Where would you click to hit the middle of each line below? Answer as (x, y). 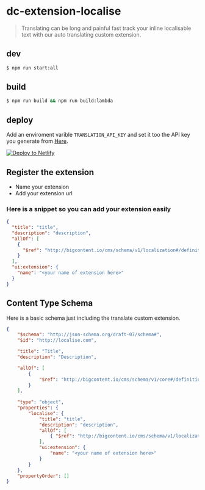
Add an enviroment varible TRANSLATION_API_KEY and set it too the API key (98, 135)
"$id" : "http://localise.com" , (57, 340)
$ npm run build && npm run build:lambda (60, 101)
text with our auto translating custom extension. (81, 34)
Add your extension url (44, 193)
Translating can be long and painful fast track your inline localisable (106, 28)
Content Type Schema (50, 303)
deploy (20, 120)
